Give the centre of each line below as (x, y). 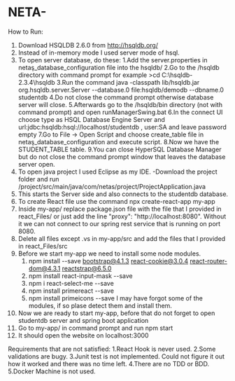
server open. (36, 164)
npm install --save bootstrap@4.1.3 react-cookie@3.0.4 (108, 261)
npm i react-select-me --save (71, 283)
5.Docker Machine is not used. (52, 371)
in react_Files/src (43, 246)
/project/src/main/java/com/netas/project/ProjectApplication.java (112, 186)
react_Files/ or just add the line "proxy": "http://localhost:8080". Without (122, 216)
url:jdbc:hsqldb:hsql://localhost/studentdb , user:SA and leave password (122, 127)
